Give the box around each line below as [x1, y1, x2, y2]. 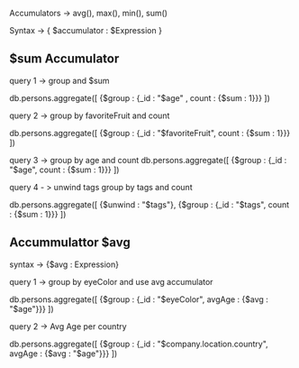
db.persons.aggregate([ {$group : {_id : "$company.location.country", [9, 338, 268, 349]
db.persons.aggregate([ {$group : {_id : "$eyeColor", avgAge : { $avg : [9, 293, 268, 305]
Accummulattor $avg [9, 235, 131, 251]
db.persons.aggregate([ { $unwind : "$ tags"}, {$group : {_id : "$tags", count [9, 198, 290, 210]
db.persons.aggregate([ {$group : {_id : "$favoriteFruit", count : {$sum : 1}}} [9, 127, 291, 138]
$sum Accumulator [9, 51, 120, 67]
